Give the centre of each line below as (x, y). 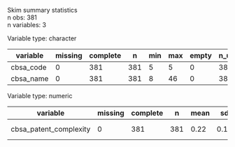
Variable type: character (42, 38)
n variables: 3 (27, 25)
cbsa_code (29, 67)
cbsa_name (30, 78)
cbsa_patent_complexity (51, 129)
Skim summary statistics (43, 10)
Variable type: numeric (40, 96)
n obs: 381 (22, 17)
